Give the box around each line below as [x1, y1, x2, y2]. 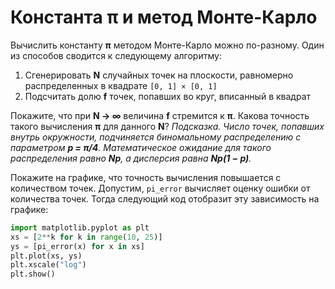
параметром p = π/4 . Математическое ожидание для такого [10, 141, 272, 153]
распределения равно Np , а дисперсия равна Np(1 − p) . [10, 152, 252, 164]
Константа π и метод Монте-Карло [10, 6, 318, 29]
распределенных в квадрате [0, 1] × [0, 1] [24, 79, 218, 91]
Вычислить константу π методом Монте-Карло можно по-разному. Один [10, 39, 325, 51]
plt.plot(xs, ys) [10, 251, 83, 261]
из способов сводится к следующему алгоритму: [10, 49, 222, 61]
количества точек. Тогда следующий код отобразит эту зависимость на [10, 192, 320, 205]
